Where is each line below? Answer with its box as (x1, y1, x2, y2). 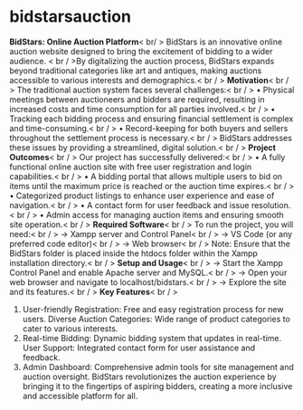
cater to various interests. (22, 323, 118, 334)
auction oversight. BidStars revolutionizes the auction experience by (22, 371, 278, 382)
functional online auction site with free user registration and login (9, 161, 252, 172)
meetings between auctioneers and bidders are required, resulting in (9, 93, 265, 105)
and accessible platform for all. (22, 390, 138, 401)
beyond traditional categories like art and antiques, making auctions (9, 65, 262, 76)
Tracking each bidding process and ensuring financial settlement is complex (9, 113, 294, 124)
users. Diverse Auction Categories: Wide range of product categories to (22, 313, 291, 324)
